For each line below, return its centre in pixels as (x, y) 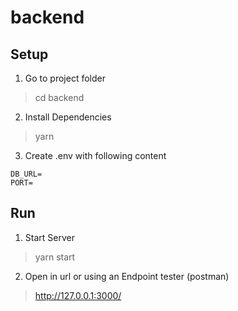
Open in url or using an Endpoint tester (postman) (127, 276)
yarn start (55, 257)
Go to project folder (65, 78)
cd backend (59, 97)
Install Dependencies (68, 117)
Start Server (49, 237)
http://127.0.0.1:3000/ (78, 295)
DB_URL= (26, 174)
